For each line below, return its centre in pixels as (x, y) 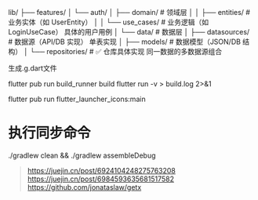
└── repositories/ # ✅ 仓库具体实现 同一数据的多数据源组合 (126, 51)
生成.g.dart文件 (33, 68)
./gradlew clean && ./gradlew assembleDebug (82, 155)
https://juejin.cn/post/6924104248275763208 (102, 170)
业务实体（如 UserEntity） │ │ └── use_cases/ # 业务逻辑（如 (109, 22)
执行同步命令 (50, 133)
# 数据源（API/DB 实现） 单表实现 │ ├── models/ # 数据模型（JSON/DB (125, 42)
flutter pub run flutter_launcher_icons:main (77, 99)
